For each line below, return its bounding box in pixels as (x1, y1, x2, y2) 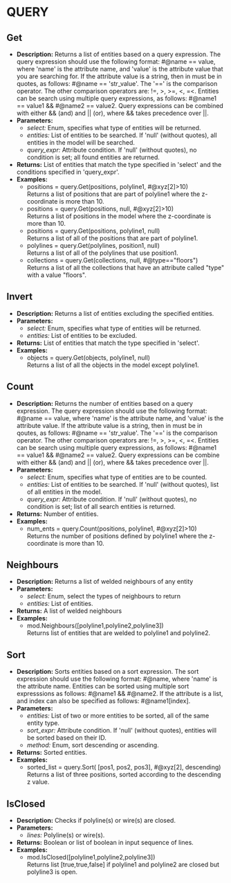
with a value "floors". (26, 271, 87, 279)
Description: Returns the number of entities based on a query (16, 399, 193, 407)
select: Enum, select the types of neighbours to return (26, 592, 181, 600)
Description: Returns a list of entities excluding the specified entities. (16, 309, 214, 317)
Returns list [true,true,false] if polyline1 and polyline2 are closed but (26, 860, 219, 869)
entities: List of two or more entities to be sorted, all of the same (26, 711, 210, 720)
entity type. (26, 719, 60, 727)
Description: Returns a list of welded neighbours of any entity (16, 578, 194, 586)
